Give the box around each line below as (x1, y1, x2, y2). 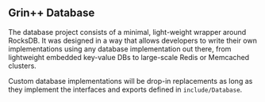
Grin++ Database (8, 6, 95, 20)
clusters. (8, 61, 37, 70)
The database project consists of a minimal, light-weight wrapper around (8, 27, 247, 36)
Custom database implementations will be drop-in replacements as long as (8, 76, 253, 85)
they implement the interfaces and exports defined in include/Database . (8, 85, 243, 94)
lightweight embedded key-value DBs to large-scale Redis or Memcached (8, 52, 250, 62)
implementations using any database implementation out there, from (8, 43, 232, 54)
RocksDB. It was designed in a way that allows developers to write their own (8, 36, 258, 45)
